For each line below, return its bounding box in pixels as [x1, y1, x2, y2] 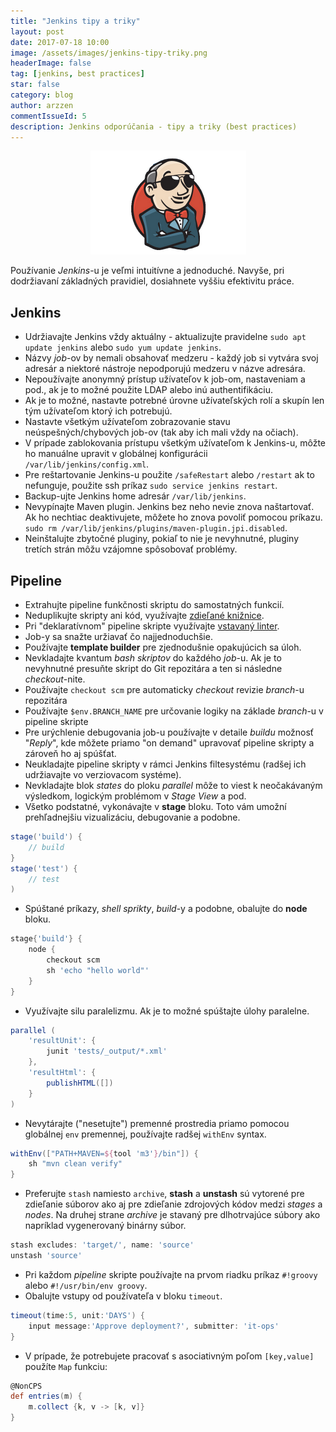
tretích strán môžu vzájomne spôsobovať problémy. [24, 543, 238, 555]
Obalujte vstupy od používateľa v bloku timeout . [24, 1290, 223, 1302]
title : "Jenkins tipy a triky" [10, 16, 141, 26]
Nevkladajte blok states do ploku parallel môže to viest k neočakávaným [24, 780, 323, 791]
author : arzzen [10, 100, 74, 110]
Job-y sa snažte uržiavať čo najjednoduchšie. [24, 631, 213, 642]
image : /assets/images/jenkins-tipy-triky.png [10, 48, 208, 58]
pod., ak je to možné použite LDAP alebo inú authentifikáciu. [24, 384, 274, 396]
